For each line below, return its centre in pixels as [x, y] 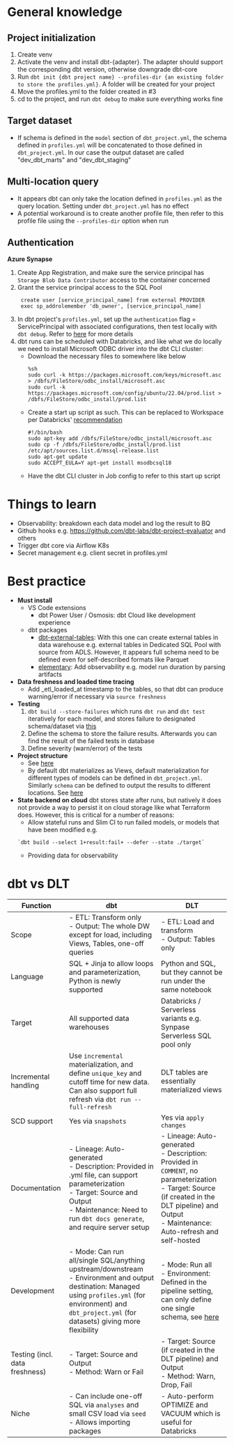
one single [178, 1309]
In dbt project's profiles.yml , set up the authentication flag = [107, 319]
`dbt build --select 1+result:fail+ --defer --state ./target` [111, 843]
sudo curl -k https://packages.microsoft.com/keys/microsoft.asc [124, 375]
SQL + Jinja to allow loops [111, 964]
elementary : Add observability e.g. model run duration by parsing [132, 667]
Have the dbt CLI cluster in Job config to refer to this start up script [124, 476]
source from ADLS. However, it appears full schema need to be [128, 653]
